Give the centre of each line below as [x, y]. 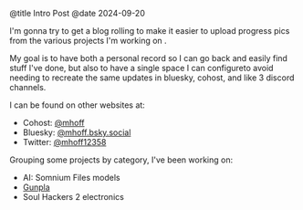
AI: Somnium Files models [71, 178]
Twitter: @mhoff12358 [64, 142]
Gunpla [36, 187]
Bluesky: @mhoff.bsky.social [77, 132]
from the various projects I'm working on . [88, 41]
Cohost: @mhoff [53, 123]
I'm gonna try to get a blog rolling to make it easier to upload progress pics [150, 31]
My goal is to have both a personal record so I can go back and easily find [148, 58]
